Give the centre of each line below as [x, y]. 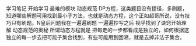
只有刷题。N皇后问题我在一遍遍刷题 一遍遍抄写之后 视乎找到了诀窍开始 [96, 23]
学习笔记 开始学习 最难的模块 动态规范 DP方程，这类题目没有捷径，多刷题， [97, 8]
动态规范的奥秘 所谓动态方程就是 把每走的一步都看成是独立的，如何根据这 [101, 30]
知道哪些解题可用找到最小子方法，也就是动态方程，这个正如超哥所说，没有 [95, 16]
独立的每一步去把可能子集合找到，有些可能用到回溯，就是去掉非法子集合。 [95, 37]
